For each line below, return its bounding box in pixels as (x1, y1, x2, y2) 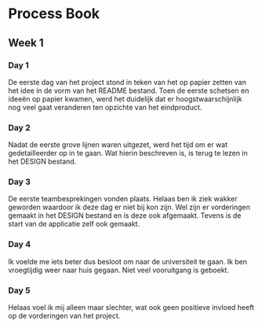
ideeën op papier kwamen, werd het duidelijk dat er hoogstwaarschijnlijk (8, 94, 242, 103)
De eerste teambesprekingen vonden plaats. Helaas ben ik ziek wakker (8, 194, 238, 204)
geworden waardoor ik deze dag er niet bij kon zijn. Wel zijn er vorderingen (8, 202, 251, 212)
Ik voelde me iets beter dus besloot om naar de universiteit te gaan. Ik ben (8, 256, 248, 266)
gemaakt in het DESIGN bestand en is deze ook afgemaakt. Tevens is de (8, 211, 242, 220)
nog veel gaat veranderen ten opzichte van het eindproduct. (8, 102, 202, 112)
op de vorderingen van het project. (8, 311, 121, 321)
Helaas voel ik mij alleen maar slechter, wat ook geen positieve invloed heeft (8, 303, 255, 312)
